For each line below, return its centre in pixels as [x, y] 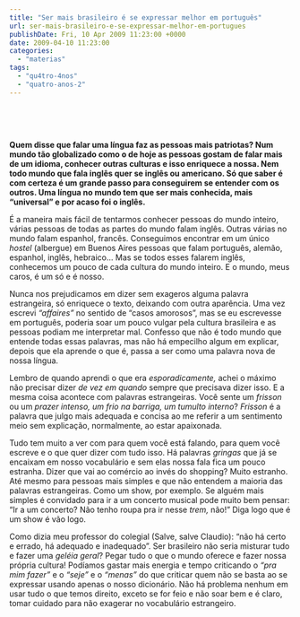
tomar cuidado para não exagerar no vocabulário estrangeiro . [123, 603]
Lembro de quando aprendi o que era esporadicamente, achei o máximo [143, 378]
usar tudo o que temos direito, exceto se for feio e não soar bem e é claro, [146, 594]
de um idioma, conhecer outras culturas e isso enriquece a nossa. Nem [144, 163]
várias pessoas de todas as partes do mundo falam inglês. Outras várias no [148, 229]
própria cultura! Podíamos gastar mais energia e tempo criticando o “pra [143, 565]
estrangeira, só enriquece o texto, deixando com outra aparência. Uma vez [147, 303]
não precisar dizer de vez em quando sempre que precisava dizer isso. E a [147, 387]
